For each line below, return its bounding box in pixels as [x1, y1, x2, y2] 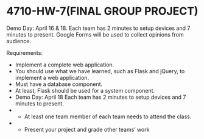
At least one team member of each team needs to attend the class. [24, 113, 192, 120]
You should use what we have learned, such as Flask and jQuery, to [15, 67, 185, 74]
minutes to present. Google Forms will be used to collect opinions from [6, 30, 184, 38]
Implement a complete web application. [15, 61, 114, 68]
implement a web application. [15, 74, 90, 81]
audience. [6, 37, 32, 45]
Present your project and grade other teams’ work [24, 126, 150, 133]
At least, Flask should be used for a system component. [15, 87, 155, 94]
